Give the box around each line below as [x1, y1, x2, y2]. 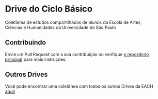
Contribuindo [5, 39, 46, 47]
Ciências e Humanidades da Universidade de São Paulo [5, 24, 116, 30]
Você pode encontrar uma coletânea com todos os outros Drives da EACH [5, 83, 154, 89]
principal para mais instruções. [5, 57, 67, 62]
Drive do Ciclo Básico [5, 3, 93, 14]
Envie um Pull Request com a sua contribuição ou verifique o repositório [5, 51, 149, 57]
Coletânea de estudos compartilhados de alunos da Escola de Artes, [5, 19, 142, 25]
